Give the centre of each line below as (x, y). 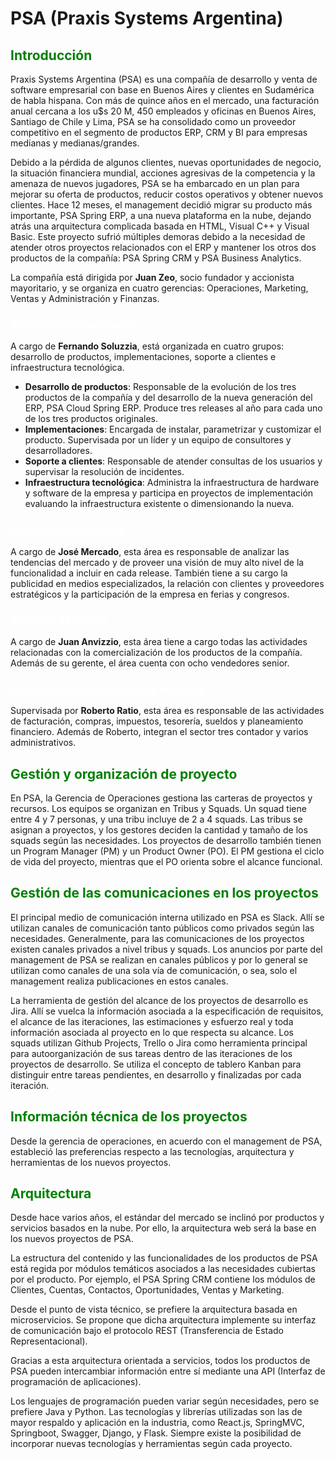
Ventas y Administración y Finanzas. (85, 298)
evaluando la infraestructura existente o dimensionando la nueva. (159, 504)
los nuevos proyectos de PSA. (72, 1239)
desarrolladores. (58, 451)
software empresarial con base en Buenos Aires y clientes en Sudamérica (162, 90)
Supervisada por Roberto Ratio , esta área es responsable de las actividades (167, 711)
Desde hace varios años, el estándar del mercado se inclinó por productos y (167, 1218)
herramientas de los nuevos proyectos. (91, 1162)
